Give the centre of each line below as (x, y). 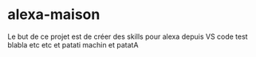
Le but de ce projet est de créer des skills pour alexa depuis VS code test (128, 36)
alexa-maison (54, 15)
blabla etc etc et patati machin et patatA (73, 44)
